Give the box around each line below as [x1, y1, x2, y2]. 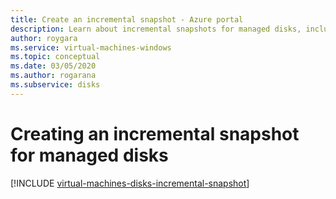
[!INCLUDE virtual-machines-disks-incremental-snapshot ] [10, 177, 250, 189]
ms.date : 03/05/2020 [10, 61, 97, 71]
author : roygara [10, 33, 78, 43]
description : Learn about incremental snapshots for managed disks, [10, 24, 302, 34]
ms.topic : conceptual [10, 52, 101, 62]
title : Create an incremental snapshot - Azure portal [10, 14, 244, 25]
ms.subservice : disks [10, 80, 101, 90]
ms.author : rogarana [10, 71, 97, 81]
